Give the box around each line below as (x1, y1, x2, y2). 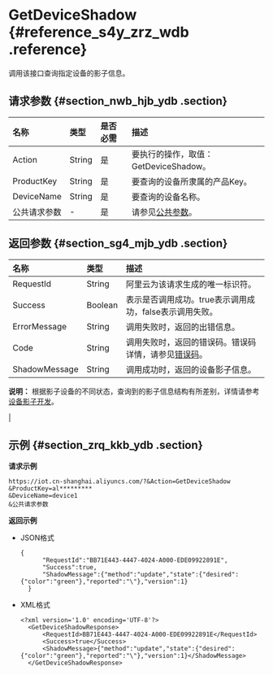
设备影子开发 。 (8, 396, 58, 406)
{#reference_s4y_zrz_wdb (8, 23, 189, 41)
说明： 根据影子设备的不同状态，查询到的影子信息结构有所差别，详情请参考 (8, 386, 260, 396)
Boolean (86, 299, 119, 311)
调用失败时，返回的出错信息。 (125, 321, 240, 333)
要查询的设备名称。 (131, 191, 206, 202)
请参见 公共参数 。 (131, 206, 197, 217)
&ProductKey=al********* (8, 485, 93, 493)
